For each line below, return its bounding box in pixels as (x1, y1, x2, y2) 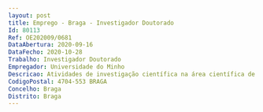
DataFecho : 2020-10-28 (8, 48, 83, 56)
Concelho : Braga (8, 84, 61, 93)
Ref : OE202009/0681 (8, 33, 72, 42)
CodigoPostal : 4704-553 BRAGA (8, 77, 108, 85)
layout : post (8, 11, 51, 20)
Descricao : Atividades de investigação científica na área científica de (8, 70, 256, 78)
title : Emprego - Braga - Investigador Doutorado (8, 19, 175, 27)
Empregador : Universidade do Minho (8, 63, 125, 71)
